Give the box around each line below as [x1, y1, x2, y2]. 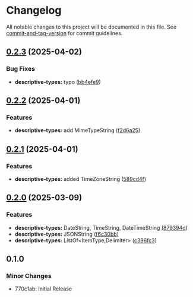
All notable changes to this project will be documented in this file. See [6, 23, 177, 30]
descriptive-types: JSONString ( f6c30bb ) [14, 230, 119, 237]
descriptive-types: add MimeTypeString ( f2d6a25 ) [14, 127, 141, 134]
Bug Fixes [6, 65, 36, 73]
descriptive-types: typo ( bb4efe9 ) [14, 78, 101, 85]
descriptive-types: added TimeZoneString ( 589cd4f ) [14, 176, 147, 182]
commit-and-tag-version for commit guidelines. [6, 29, 123, 36]
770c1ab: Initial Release [14, 285, 72, 292]
